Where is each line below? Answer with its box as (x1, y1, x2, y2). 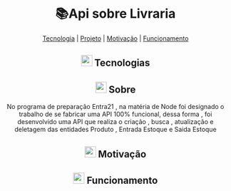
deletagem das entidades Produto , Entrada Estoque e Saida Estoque (14, 125, 217, 134)
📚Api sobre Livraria (55, 6, 176, 22)
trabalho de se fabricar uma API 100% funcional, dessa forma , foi (19, 110, 212, 118)
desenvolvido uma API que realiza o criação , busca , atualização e (17, 118, 214, 126)
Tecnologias (94, 57, 150, 69)
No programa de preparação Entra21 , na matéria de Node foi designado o (6, 103, 225, 111)
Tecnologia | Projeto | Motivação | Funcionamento (42, 33, 189, 43)
